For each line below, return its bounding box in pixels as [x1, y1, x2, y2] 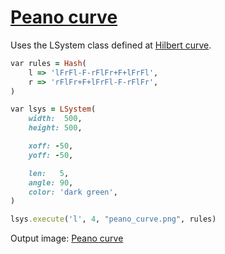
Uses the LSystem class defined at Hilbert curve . [10, 39, 212, 51]
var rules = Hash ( [10, 58, 87, 68]
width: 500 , [28, 114, 83, 124]
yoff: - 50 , [28, 150, 74, 160]
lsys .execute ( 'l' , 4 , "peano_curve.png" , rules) [10, 214, 217, 225]
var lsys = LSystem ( [10, 104, 97, 115]
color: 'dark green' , [28, 187, 118, 197]
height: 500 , [28, 123, 83, 133]
